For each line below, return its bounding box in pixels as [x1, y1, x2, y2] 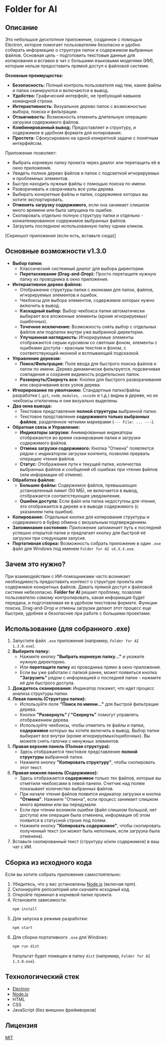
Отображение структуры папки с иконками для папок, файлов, [19, 286, 154, 292]
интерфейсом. [12, 140, 43, 146]
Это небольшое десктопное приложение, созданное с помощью [5, 36, 143, 42]
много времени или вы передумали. [19, 802, 98, 808]
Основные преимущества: [5, 73, 63, 78]
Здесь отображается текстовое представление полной [19, 749, 138, 755]
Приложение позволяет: [5, 150, 57, 156]
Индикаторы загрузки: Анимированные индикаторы [19, 429, 133, 435]
